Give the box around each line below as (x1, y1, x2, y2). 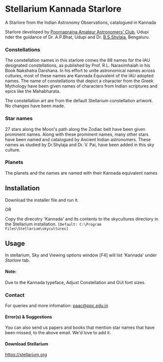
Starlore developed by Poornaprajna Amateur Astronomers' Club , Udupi (5, 29, 149, 35)
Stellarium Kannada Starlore (5, 3, 122, 15)
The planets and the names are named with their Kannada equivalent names (5, 170, 158, 176)
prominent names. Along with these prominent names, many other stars (5, 131, 149, 137)
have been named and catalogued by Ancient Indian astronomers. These (5, 136, 151, 142)
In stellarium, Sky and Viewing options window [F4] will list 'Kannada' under (5, 252, 157, 258)
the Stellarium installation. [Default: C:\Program (5, 221, 102, 227)
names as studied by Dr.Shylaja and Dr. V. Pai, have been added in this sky (5, 142, 155, 147)
